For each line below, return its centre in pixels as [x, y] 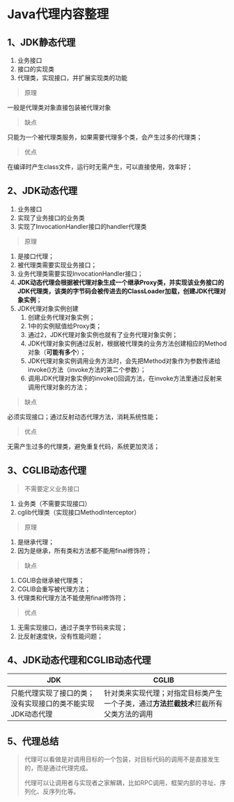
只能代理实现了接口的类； [53, 693]
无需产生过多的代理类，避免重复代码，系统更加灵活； [84, 446]
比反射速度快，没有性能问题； [60, 636]
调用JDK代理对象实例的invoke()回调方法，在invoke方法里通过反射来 [125, 378]
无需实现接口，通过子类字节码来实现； [72, 627]
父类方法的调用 [128, 714]
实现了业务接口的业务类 [51, 218]
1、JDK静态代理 [41, 42]
